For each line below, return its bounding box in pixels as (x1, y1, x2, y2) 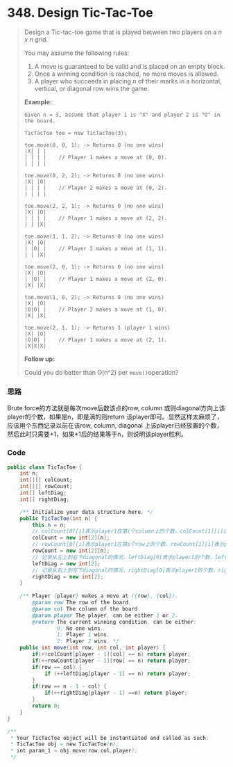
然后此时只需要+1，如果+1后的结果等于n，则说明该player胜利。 (7, 430, 187, 439)
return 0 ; (32, 702, 60, 710)
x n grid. (24, 35, 49, 43)
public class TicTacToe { (7, 464, 82, 471)
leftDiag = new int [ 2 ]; (32, 560, 101, 567)
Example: (24, 97, 52, 106)
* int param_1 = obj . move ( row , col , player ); (10, 748, 138, 754)
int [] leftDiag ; (19, 490, 67, 496)
